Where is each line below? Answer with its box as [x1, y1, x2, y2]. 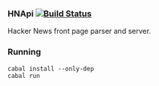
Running [7, 47, 42, 58]
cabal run [7, 72, 41, 80]
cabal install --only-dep [7, 64, 94, 72]
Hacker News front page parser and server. [7, 27, 152, 36]
